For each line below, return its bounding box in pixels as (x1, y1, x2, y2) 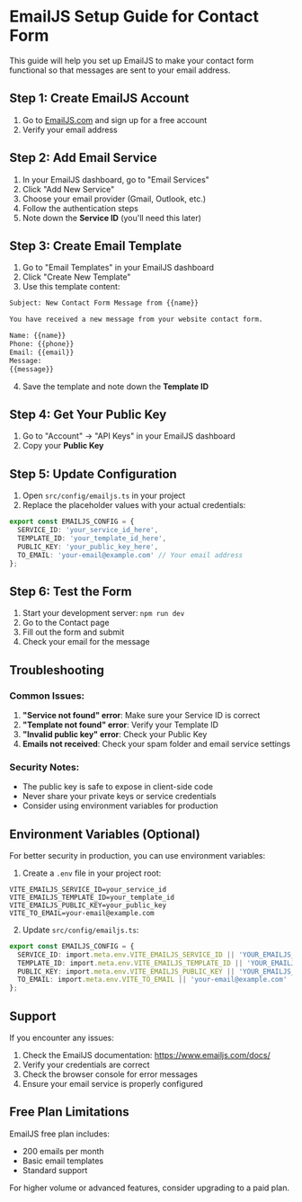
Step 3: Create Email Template (9, 238, 182, 254)
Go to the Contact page (22, 618, 110, 628)
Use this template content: (22, 281, 120, 292)
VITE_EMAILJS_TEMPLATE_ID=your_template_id (9, 893, 175, 902)
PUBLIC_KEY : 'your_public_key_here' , (17, 542, 159, 551)
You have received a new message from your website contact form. (9, 315, 263, 325)
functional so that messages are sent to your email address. (9, 65, 231, 76)
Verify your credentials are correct (22, 1059, 150, 1071)
